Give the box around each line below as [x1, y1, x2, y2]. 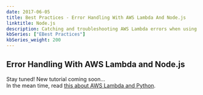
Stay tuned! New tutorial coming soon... [6, 75, 105, 82]
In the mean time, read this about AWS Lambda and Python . [6, 82, 156, 89]
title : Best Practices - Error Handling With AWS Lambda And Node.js [6, 15, 187, 21]
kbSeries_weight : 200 [6, 37, 61, 43]
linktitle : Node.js [6, 20, 56, 26]
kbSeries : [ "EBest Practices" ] [6, 31, 86, 38]
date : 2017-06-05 [6, 8, 50, 15]
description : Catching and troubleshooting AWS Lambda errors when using [6, 25, 198, 32]
